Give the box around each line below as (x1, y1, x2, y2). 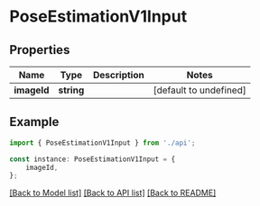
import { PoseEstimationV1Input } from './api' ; (9, 138, 196, 148)
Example (9, 114, 60, 130)
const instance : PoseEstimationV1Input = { (9, 155, 176, 164)
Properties (9, 42, 70, 58)
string (58, 84, 85, 96)
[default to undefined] (153, 84, 246, 96)
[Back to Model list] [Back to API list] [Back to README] (9, 187, 217, 199)
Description (93, 69, 144, 81)
